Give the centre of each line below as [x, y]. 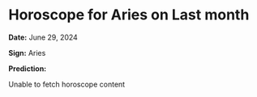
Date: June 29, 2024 [43, 37]
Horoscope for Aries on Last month [129, 15]
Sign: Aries [27, 53]
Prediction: [28, 68]
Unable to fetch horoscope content [67, 84]
